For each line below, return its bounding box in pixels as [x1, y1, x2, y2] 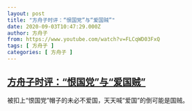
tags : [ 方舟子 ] [7, 42, 54, 49]
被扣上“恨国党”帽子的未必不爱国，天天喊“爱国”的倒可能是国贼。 [7, 96, 189, 104]
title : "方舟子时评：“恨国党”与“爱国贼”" [7, 17, 115, 24]
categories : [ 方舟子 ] [7, 49, 73, 56]
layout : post [7, 10, 45, 17]
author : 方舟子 [7, 29, 48, 37]
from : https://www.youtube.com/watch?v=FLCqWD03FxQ [7, 36, 160, 43]
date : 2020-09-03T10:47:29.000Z [7, 23, 101, 30]
